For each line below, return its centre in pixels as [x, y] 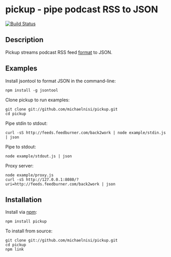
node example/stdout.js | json [39, 156]
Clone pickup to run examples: [38, 100]
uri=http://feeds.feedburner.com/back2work [52, 184]
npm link [15, 250]
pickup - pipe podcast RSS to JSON [82, 10]
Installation [24, 200]
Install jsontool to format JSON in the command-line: [61, 81]
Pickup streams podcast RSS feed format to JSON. [59, 52]
